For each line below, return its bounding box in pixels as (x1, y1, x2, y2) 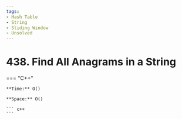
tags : (6, 8, 19, 15)
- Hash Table (6, 14, 38, 20)
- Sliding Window (6, 24, 49, 31)
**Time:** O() (6, 86, 41, 92)
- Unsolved (6, 30, 33, 36)
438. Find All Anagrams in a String (6, 55, 176, 69)
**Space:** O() (6, 96, 43, 102)
